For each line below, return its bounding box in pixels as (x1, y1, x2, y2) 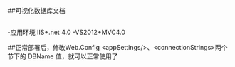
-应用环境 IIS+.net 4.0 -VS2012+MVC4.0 (7, 28, 126, 37)
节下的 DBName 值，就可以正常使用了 (7, 52, 118, 61)
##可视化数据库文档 (7, 6, 66, 14)
